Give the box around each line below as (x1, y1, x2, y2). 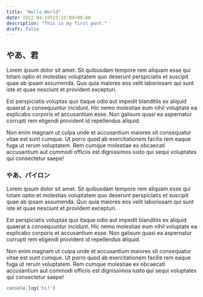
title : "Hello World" (6, 9, 61, 15)
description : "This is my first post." (6, 20, 108, 26)
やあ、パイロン (6, 171, 50, 180)
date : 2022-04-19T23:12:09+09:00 (6, 15, 91, 21)
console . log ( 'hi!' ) (6, 285, 56, 292)
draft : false (6, 26, 40, 32)
